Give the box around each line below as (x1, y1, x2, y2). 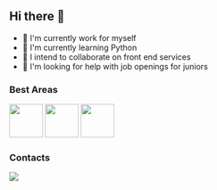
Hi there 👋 (9, 9, 65, 24)
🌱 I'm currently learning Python (21, 42, 138, 53)
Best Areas (9, 83, 58, 95)
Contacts (9, 152, 51, 164)
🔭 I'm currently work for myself (21, 32, 137, 43)
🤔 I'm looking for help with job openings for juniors (21, 61, 208, 71)
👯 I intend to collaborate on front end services (21, 51, 191, 62)
